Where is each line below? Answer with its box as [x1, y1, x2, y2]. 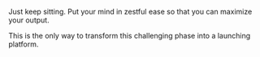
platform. [8, 39, 39, 49]
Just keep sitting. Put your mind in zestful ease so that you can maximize [8, 7, 253, 16]
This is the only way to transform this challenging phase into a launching [8, 31, 251, 40]
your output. [8, 15, 50, 25]
